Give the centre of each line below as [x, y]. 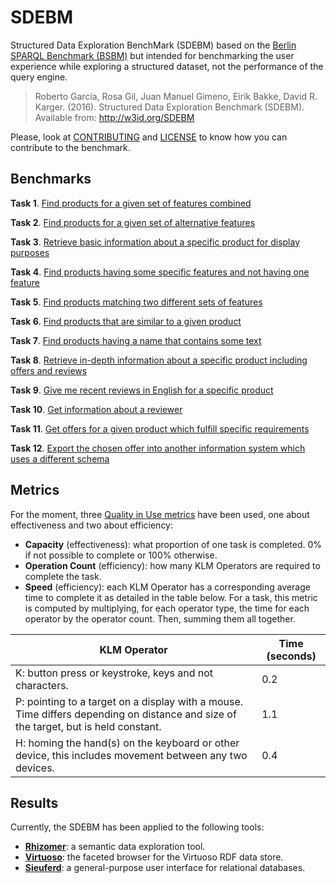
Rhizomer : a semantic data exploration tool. [115, 847]
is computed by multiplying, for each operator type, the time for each [167, 608]
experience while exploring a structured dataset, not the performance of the [167, 66]
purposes [30, 252]
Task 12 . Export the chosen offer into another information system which [158, 448]
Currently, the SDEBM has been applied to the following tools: [137, 827]
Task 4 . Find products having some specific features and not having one [160, 272]
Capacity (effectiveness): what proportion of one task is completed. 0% [173, 544]
